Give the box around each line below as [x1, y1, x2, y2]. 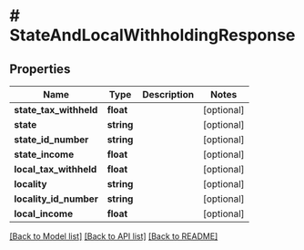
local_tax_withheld [14, 163, 97, 175]
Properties [9, 61, 71, 77]
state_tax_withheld [14, 104, 98, 116]
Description [142, 89, 194, 100]
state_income [14, 148, 75, 161]
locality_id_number [14, 193, 98, 205]
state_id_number [14, 133, 89, 146]
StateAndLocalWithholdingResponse [9, 25, 296, 46]
